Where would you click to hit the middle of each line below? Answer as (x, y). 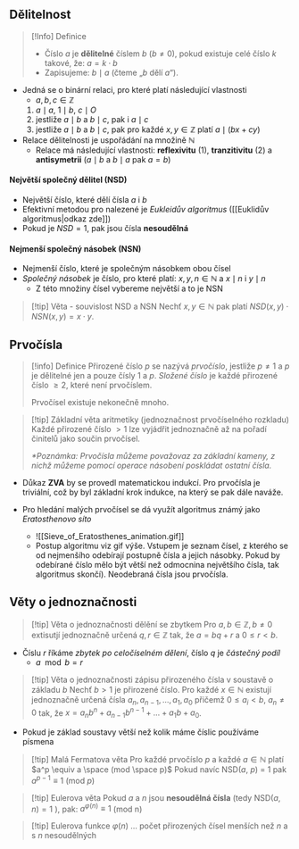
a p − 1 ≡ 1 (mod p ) (63, 780)
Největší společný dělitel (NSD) (68, 180)
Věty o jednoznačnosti (73, 602)
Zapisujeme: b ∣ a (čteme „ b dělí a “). (111, 72)
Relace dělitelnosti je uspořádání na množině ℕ (108, 140)
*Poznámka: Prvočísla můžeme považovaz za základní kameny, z (153, 456)
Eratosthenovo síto (57, 519)
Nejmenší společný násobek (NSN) (75, 248)
